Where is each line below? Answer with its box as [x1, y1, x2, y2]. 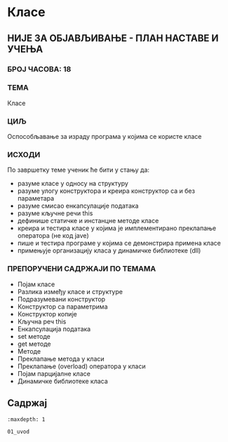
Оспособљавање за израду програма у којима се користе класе [7, 133, 202, 141]
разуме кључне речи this [17, 209, 93, 217]
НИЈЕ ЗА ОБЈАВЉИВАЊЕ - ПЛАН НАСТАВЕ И [7, 32, 219, 44]
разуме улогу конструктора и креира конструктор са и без [17, 187, 195, 195]
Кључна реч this [17, 317, 67, 326]
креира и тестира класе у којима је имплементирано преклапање [17, 224, 217, 232]
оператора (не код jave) [17, 232, 89, 240]
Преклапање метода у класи [17, 354, 105, 363]
